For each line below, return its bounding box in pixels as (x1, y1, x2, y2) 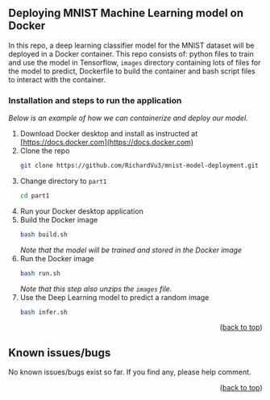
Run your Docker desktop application (19, 206, 143, 216)
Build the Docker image (19, 215, 98, 224)
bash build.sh (19, 230, 68, 239)
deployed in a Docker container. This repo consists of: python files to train (8, 48, 254, 59)
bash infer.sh (19, 308, 68, 316)
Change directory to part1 (19, 176, 107, 185)
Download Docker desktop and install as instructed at (19, 129, 198, 139)
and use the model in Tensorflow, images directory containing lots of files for (8, 57, 261, 67)
